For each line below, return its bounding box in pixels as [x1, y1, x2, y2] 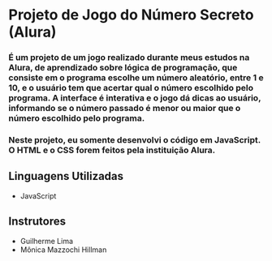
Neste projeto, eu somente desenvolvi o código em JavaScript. [8, 135, 261, 146]
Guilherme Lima [19, 236, 74, 246]
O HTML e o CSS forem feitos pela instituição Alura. [8, 144, 216, 156]
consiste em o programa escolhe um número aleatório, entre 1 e [8, 72, 264, 83]
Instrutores [8, 215, 67, 229]
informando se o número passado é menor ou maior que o [8, 103, 241, 114]
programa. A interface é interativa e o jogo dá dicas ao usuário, [8, 92, 261, 104]
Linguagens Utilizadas [8, 169, 124, 183]
